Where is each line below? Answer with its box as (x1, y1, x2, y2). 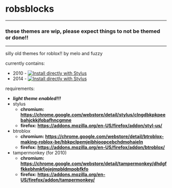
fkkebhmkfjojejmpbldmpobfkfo (20, 166, 89, 172)
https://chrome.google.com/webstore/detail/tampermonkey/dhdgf (20, 160, 167, 167)
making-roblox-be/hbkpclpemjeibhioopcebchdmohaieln (20, 139, 143, 145)
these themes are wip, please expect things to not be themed (5, 28, 160, 35)
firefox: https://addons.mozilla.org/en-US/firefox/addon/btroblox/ (20, 144, 165, 151)
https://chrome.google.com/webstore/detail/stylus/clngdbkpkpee (20, 112, 166, 118)
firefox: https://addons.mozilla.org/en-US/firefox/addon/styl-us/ (20, 123, 162, 129)
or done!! (5, 34, 29, 41)
